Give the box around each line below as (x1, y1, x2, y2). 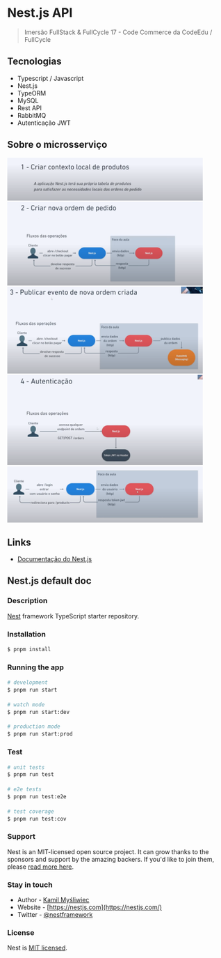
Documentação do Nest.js (17, 555, 92, 563)
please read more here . (7, 862, 74, 871)
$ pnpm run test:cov (7, 815, 67, 822)
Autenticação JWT (17, 119, 71, 127)
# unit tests (7, 763, 45, 771)
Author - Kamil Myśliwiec (17, 896, 90, 904)
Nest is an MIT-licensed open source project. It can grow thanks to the (7, 847, 209, 856)
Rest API (17, 103, 42, 112)
